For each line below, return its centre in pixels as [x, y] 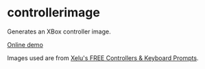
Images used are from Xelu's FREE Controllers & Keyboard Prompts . [103, 58]
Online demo [25, 44]
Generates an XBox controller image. [59, 31]
